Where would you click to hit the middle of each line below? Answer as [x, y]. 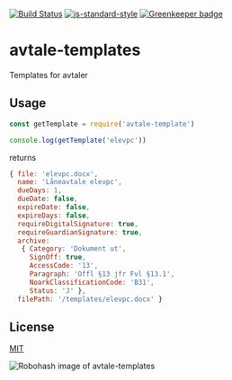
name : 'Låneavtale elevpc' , [70, 182]
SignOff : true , [58, 257]
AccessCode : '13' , [64, 266]
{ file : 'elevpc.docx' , [54, 174]
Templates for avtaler [49, 75]
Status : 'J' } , [58, 291]
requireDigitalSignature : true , [78, 224]
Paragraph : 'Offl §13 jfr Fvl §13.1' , [102, 274]
